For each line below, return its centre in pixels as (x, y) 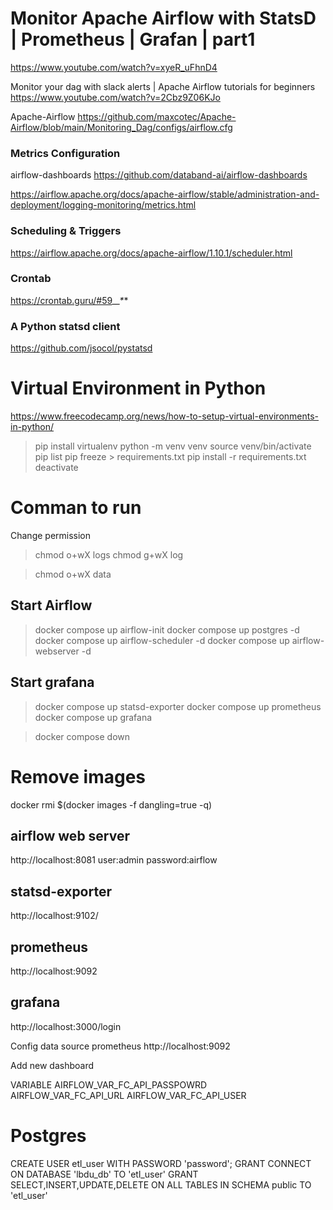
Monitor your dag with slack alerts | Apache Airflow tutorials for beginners (163, 86)
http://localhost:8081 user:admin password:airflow (114, 860)
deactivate (56, 468)
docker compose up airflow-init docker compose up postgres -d (167, 629)
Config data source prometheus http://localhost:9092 (120, 1046)
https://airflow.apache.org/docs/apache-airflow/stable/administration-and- (165, 194)
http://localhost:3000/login (66, 1026)
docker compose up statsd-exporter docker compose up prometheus (178, 706)
